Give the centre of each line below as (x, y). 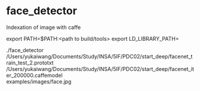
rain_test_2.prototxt (30, 63)
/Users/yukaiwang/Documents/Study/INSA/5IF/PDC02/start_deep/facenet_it (100, 69)
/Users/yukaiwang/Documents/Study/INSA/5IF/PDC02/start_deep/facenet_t (99, 56)
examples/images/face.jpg (39, 82)
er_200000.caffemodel (34, 75)
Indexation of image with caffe (44, 27)
